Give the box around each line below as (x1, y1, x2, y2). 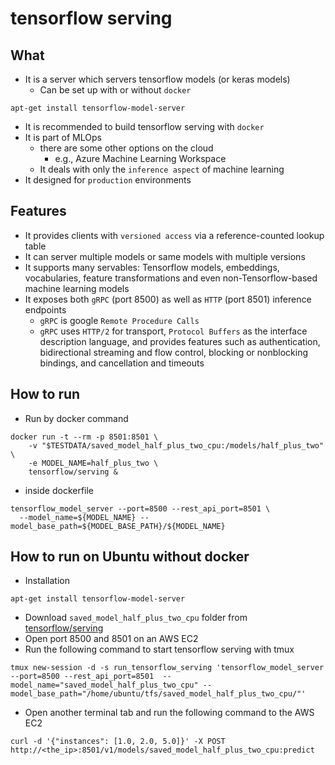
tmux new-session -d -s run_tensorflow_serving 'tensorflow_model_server (10, 663, 325, 673)
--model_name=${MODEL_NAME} (19, 512, 137, 522)
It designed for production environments (24, 174, 192, 186)
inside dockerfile (24, 484, 95, 496)
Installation (24, 575, 71, 587)
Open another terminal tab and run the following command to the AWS (24, 707, 315, 719)
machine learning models (24, 282, 130, 294)
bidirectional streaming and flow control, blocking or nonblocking (39, 346, 309, 358)
